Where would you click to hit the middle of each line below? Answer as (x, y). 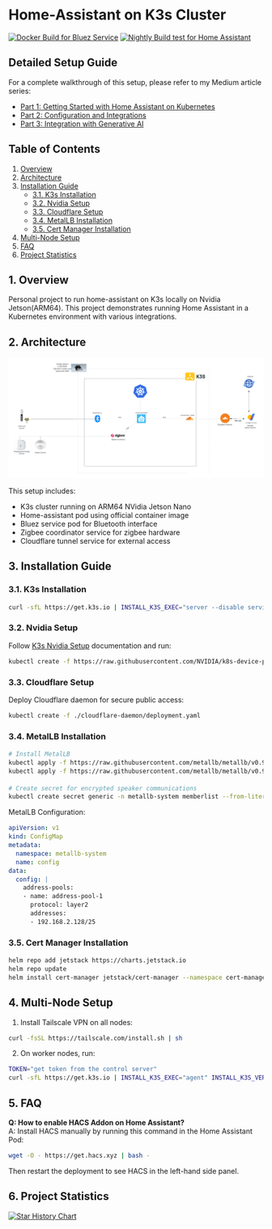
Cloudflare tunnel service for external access (96, 540)
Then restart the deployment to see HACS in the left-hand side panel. (124, 1171)
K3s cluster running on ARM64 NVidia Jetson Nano (106, 506)
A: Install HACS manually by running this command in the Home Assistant (131, 1131)
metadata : (25, 845)
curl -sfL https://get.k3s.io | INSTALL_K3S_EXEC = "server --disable (126, 607)
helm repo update (38, 969)
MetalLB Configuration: (47, 812)
